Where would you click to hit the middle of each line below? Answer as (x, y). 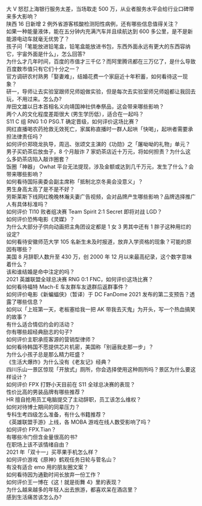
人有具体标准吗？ (27, 204)
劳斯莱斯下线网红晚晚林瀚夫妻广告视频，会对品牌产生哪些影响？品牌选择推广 (101, 197)
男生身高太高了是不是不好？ (41, 189)
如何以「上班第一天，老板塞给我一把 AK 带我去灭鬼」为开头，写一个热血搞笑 (101, 309)
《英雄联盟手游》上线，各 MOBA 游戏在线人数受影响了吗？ (79, 422)
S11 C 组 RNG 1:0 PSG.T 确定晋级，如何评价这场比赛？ (73, 121)
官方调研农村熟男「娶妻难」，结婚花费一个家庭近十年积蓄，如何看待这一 (94, 76)
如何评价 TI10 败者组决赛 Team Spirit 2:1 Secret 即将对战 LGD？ (84, 212)
